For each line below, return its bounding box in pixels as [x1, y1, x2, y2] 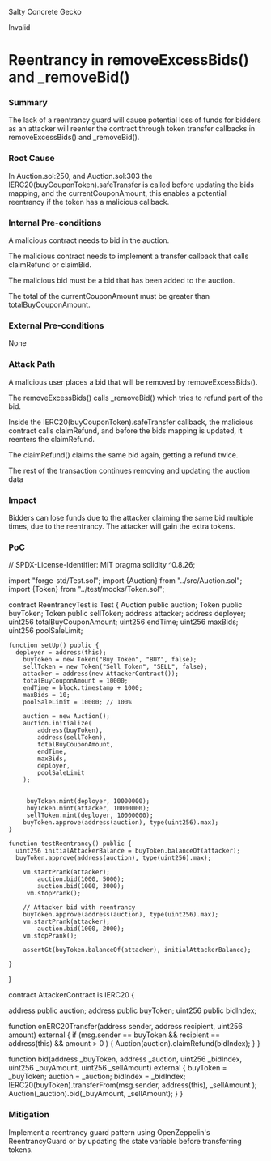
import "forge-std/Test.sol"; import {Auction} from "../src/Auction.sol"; [8, 576, 243, 585]
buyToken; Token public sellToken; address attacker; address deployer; [8, 609, 247, 619]
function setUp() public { [8, 641, 100, 650]
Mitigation [8, 1109, 50, 1121]
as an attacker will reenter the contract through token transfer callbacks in [8, 124, 256, 134]
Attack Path [8, 359, 56, 370]
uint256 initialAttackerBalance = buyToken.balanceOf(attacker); [15, 847, 241, 855]
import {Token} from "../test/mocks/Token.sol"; [8, 585, 165, 594]
